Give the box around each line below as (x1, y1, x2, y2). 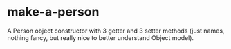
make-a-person (7, 4, 100, 20)
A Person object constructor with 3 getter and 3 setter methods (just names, (7, 27, 225, 35)
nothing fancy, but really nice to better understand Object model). (7, 33, 194, 42)
